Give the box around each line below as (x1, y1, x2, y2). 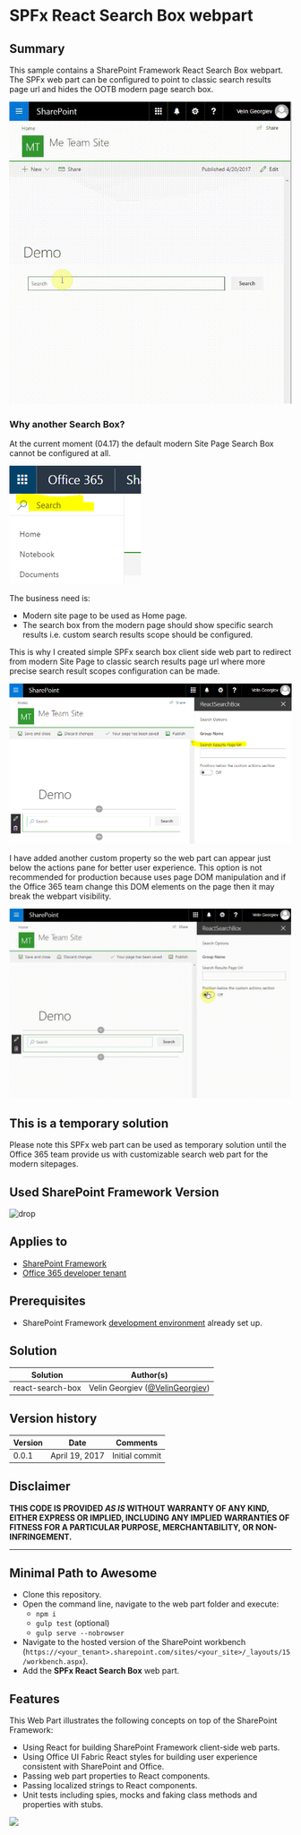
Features (9, 1691, 60, 1707)
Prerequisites (9, 1294, 86, 1309)
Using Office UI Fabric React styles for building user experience (21, 1752, 258, 1762)
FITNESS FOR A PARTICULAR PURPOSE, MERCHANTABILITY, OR (9, 1521, 254, 1532)
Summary (9, 41, 65, 56)
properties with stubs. (21, 1799, 104, 1810)
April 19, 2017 (50, 1451, 105, 1461)
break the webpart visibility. (9, 891, 112, 901)
